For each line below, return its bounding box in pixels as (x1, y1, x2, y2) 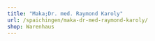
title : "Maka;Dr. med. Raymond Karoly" (7, 10, 124, 17)
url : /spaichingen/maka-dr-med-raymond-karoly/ (7, 17, 149, 24)
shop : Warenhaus (7, 23, 54, 30)
